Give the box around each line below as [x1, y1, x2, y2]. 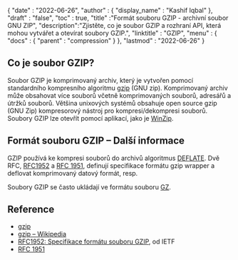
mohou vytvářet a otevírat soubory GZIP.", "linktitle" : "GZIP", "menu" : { [7, 29, 217, 37]
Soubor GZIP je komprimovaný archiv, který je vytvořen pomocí [7, 76, 194, 84]
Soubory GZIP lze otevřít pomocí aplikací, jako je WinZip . [7, 114, 174, 122]
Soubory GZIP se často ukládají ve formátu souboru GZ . [7, 182, 171, 191]
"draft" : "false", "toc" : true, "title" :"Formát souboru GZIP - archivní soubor [7, 14, 229, 22]
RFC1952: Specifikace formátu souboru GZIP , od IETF [17, 237, 175, 246]
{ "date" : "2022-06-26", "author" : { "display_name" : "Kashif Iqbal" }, [7, 6, 213, 14]
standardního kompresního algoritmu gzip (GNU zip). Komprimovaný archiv [7, 84, 228, 92]
